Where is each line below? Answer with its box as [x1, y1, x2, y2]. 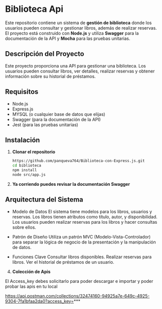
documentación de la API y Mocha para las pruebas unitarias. [5, 35, 130, 41]
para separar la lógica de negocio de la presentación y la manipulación [12, 239, 156, 245]
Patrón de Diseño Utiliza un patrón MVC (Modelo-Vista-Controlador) [12, 234, 151, 240]
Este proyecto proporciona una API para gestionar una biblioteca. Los [5, 63, 146, 69]
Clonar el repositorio [12, 149, 56, 155]
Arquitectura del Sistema [5, 196, 84, 204]
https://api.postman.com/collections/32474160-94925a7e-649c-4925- [5, 293, 150, 299]
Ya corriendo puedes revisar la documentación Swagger [12, 181, 130, 187]
